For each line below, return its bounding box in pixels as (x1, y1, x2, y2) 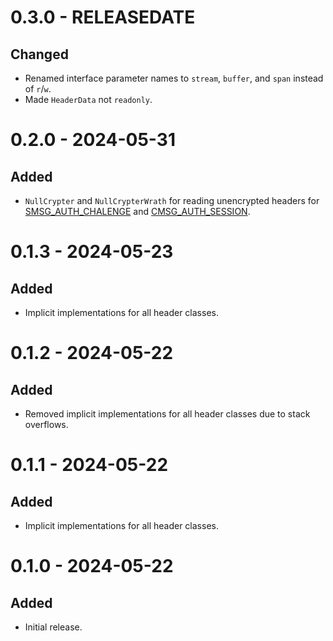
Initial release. (24, 621, 83, 633)
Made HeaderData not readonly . (24, 94, 153, 105)
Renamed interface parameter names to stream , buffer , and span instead (24, 72, 324, 84)
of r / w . (24, 83, 52, 95)
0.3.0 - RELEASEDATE (10, 6, 196, 29)
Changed (10, 46, 69, 63)
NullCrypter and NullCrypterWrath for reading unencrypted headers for (24, 195, 320, 206)
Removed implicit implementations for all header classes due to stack (24, 408, 311, 420)
